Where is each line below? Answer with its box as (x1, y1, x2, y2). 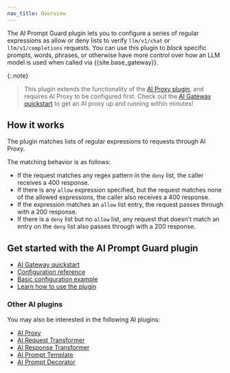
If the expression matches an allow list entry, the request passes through (16, 201, 224, 209)
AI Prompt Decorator (16, 358, 76, 366)
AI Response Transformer (16, 343, 90, 351)
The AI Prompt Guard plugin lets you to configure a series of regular (7, 29, 199, 37)
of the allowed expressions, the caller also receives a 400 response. (16, 193, 211, 201)
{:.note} (7, 71, 29, 80)
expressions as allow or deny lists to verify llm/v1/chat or (7, 36, 170, 45)
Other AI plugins (7, 299, 63, 309)
